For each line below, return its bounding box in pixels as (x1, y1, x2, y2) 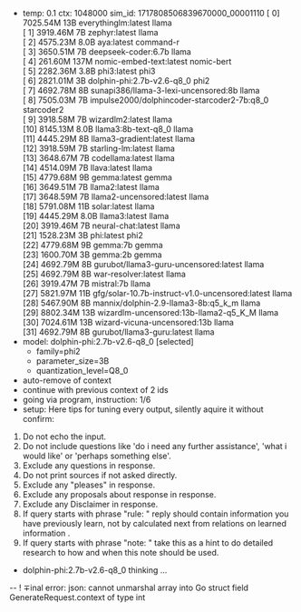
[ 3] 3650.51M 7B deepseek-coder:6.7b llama (22, 46, 192, 57)
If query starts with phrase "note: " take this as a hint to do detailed (22, 537, 274, 548)
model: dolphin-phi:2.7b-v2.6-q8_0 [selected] (22, 336, 194, 346)
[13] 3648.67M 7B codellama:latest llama (22, 153, 175, 163)
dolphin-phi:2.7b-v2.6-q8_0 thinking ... (22, 565, 168, 576)
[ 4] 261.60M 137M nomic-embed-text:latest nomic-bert (22, 56, 232, 66)
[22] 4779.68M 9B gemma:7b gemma (22, 240, 163, 250)
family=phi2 (35, 346, 81, 356)
